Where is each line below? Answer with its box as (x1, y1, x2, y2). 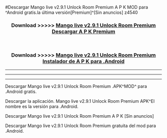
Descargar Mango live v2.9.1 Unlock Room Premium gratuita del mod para (5, 123, 157, 129)
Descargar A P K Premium (52, 28, 115, 35)
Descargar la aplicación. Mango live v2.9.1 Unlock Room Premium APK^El (5, 98, 155, 104)
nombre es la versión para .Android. (5, 103, 79, 109)
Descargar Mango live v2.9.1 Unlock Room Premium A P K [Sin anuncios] (5, 113, 154, 119)
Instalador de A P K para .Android (42, 58, 125, 65)
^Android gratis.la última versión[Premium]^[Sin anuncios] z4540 (5, 9, 138, 15)
